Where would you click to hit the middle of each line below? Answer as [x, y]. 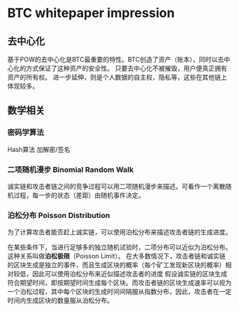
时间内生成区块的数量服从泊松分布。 [60, 300]
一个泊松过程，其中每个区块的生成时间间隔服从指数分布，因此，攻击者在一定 [119, 292]
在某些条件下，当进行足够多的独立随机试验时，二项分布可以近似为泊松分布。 [119, 247]
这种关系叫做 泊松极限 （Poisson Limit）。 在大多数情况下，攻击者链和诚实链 [117, 256]
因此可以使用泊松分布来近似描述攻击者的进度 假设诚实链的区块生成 [129, 274]
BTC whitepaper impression [91, 13]
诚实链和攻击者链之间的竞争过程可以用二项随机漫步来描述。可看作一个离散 [116, 186]
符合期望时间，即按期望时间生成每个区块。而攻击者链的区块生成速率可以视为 [119, 283]
